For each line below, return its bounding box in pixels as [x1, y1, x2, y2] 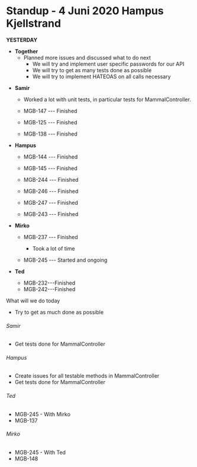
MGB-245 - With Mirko [14, 410, 71, 418]
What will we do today [6, 297, 60, 304]
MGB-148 [14, 455, 38, 462]
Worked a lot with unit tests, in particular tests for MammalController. [23, 96, 191, 103]
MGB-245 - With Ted [14, 449, 66, 456]
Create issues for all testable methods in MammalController [14, 372, 160, 379]
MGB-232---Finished [23, 279, 76, 286]
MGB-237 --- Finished [23, 233, 78, 240]
